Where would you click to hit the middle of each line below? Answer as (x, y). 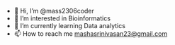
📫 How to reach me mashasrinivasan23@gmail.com (91, 34)
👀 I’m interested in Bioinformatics (62, 18)
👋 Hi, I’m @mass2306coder (54, 11)
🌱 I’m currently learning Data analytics (70, 26)
